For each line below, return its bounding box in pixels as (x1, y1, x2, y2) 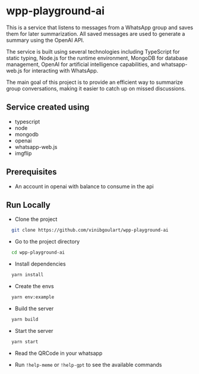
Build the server (14, 305, 54, 312)
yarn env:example (11, 294, 55, 300)
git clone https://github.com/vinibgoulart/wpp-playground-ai (11, 227, 169, 233)
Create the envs (14, 283, 55, 289)
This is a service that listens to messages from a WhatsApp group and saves (6, 24, 194, 31)
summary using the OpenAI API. (6, 36, 84, 43)
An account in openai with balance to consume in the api (14, 183, 154, 190)
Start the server (14, 327, 53, 334)
